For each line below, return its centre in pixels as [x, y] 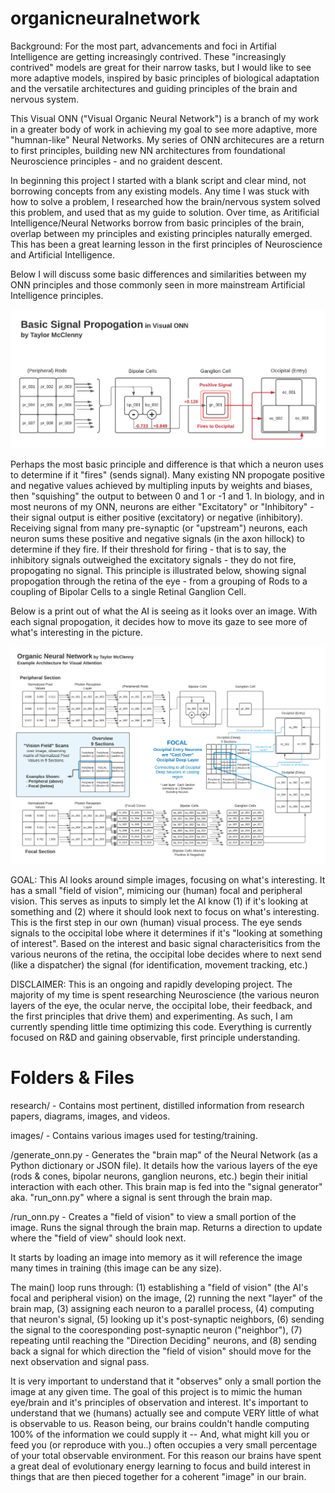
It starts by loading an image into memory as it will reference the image [156, 1258]
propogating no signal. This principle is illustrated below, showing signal [158, 571]
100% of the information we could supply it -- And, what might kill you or [160, 1434]
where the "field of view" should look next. [98, 1238]
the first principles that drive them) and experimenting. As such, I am [151, 1016]
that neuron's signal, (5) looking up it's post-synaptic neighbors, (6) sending [167, 1319]
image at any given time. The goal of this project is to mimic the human [156, 1392]
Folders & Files [72, 1078]
